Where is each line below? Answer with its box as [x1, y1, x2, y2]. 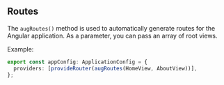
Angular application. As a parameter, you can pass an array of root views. [7, 31, 218, 40]
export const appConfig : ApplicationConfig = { [7, 59, 148, 65]
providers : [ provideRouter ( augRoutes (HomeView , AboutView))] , [13, 65, 198, 72]
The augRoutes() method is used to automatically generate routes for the [7, 24, 216, 32]
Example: [7, 45, 34, 53]
